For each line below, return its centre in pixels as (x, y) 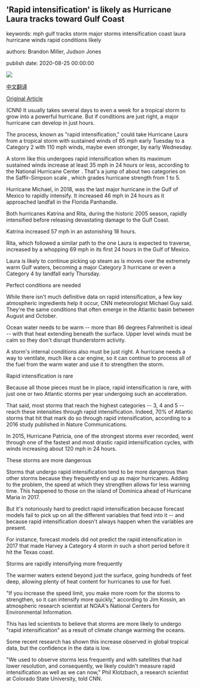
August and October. (32, 315)
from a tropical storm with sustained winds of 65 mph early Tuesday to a (96, 140)
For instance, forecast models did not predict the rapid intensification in (94, 539)
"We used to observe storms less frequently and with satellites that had (94, 659)
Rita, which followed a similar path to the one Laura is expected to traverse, (99, 243)
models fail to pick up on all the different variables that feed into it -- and (95, 515)
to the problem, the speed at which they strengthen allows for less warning (98, 484)
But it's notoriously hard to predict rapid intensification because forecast (95, 509)
